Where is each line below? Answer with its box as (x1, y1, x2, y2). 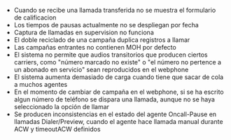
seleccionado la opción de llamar (13, 103, 110, 111)
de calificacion (13, 13, 57, 22)
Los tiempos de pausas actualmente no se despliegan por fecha (13, 21, 199, 29)
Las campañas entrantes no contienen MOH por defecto (13, 43, 176, 51)
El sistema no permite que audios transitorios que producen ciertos (13, 50, 208, 59)
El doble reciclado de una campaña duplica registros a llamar (13, 36, 190, 44)
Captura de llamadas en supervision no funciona (13, 28, 154, 36)
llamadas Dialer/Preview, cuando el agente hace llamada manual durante (13, 118, 223, 125)
